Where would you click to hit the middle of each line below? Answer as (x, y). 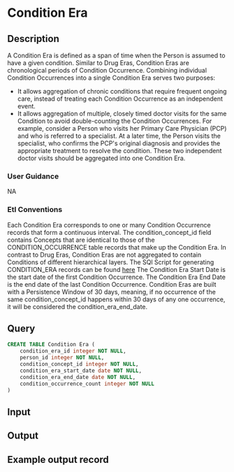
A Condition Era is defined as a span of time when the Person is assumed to (116, 55)
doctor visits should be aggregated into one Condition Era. (101, 158)
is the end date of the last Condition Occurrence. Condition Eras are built (112, 284)
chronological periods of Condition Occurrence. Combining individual (107, 70)
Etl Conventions (35, 210)
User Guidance (33, 176)
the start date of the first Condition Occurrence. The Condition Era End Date (116, 277)
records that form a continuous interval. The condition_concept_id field (109, 232)
